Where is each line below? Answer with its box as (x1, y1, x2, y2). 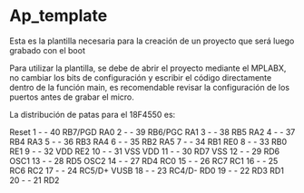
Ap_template (9, 5, 108, 26)
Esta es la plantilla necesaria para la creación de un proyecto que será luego (9, 35, 295, 46)
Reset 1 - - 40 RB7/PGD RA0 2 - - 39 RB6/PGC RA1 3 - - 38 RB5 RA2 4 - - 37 (9, 126, 296, 137)
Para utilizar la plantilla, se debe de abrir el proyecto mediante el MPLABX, (9, 63, 287, 73)
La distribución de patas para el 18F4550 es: (9, 109, 176, 120)
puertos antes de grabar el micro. (9, 92, 134, 102)
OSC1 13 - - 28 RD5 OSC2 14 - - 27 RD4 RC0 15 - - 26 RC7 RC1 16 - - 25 (9, 155, 279, 166)
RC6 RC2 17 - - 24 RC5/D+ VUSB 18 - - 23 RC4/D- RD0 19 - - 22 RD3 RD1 (9, 165, 284, 176)
